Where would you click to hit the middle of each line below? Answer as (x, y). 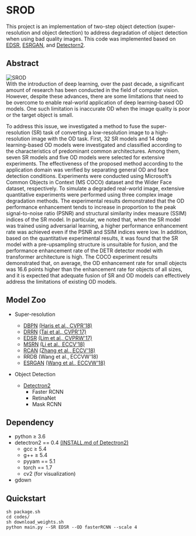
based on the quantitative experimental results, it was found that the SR (92, 238)
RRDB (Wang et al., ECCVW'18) (61, 356)
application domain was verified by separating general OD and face (87, 170)
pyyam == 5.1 (39, 461)
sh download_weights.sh (35, 522)
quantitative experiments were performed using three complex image (90, 194)
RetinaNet (44, 398)
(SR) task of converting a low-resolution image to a (93, 132)
